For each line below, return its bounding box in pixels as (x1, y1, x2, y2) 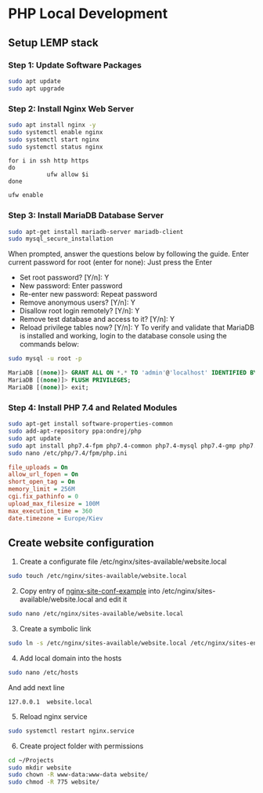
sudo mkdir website (8, 763, 72, 772)
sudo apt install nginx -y (8, 121, 96, 129)
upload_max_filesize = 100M (8, 499, 100, 507)
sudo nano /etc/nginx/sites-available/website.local (8, 610, 184, 618)
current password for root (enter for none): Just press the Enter (8, 258, 213, 267)
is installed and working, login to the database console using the (19, 331, 227, 341)
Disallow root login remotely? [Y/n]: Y (19, 306, 140, 316)
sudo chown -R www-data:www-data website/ (8, 771, 149, 779)
